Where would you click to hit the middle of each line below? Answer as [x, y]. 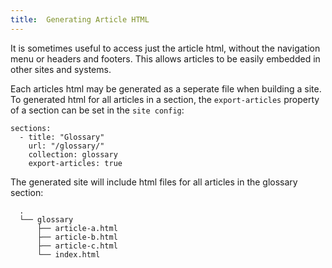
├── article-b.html [77, 237]
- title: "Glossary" [62, 137]
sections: [31, 128]
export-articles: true [75, 163]
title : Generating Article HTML [80, 19]
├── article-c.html [77, 246]
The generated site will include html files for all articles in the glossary [154, 182]
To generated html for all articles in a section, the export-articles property [165, 99]
